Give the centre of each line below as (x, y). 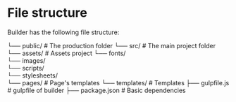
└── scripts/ (26, 68)
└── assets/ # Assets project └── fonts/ (67, 53)
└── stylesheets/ (33, 75)
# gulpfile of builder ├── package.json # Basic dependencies (97, 90)
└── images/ (26, 60)
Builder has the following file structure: (63, 32)
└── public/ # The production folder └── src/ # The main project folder (112, 45)
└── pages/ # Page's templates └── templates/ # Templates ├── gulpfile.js (118, 82)
